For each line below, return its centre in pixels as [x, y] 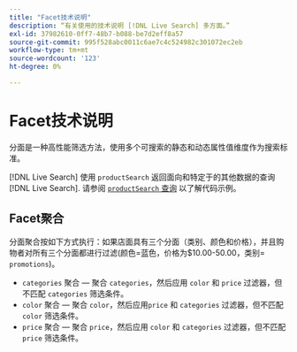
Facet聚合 [37, 219]
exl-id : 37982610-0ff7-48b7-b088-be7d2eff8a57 [96, 34]
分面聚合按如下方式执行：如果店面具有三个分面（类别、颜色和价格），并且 [143, 241]
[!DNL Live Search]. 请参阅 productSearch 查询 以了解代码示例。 [125, 187]
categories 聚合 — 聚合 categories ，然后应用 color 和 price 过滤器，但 [152, 282]
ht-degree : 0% [35, 67]
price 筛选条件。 [53, 338]
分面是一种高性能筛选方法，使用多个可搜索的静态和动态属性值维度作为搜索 [145, 147]
